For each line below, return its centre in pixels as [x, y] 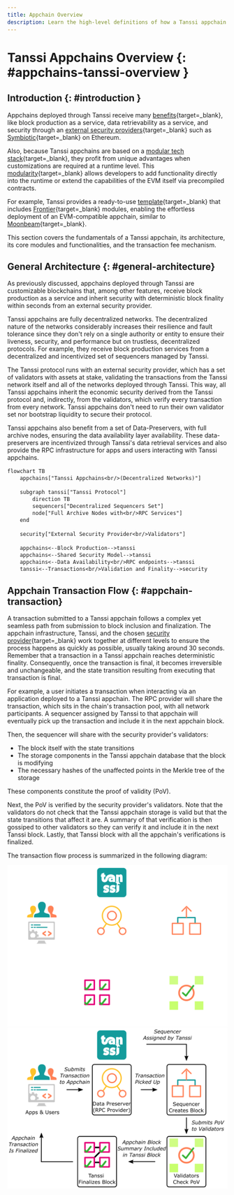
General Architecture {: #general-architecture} [111, 267]
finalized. [20, 842]
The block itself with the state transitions [76, 748]
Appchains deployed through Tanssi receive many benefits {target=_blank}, [115, 115]
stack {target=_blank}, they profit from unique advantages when [99, 158]
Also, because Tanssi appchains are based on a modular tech [96, 151]
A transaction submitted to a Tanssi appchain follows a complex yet [104, 618]
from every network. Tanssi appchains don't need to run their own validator [116, 407]
